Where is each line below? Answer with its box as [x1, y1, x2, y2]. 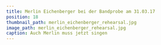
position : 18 [6, 14, 39, 20]
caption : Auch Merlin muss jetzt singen [6, 30, 108, 36]
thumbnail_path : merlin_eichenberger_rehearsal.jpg [6, 19, 137, 25]
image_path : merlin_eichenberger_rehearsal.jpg [6, 25, 127, 31]
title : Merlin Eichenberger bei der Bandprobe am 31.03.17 [6, 8, 156, 15]
